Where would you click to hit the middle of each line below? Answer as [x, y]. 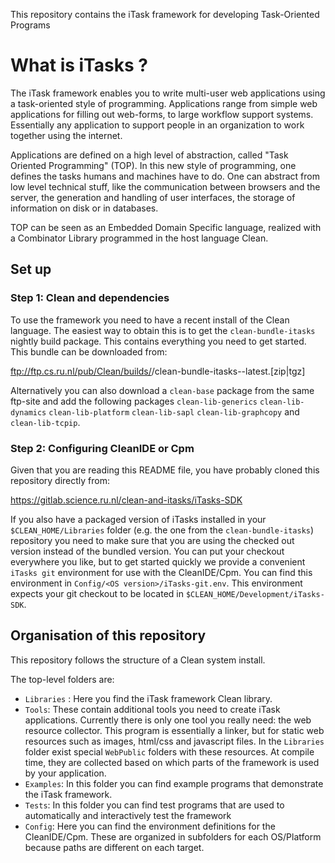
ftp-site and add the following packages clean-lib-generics [134, 401]
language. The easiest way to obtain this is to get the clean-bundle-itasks [163, 330]
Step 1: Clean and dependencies [90, 298]
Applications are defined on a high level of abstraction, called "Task [149, 155]
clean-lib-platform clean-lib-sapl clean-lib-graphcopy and [174, 411]
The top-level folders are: [62, 679]
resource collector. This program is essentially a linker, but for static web [174, 730]
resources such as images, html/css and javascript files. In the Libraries [174, 741]
